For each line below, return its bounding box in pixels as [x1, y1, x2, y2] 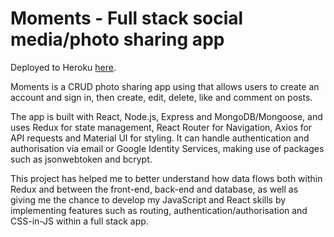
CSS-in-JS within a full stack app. [10, 215, 149, 227]
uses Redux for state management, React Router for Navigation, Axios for [10, 121, 313, 133]
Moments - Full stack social [10, 7, 244, 30]
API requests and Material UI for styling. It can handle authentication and [10, 132, 310, 144]
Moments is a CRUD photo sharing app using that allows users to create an [10, 80, 320, 92]
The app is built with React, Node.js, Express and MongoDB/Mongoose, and [10, 110, 323, 122]
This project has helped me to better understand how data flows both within [10, 172, 323, 184]
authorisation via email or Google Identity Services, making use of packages [10, 142, 325, 154]
